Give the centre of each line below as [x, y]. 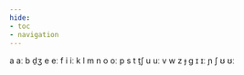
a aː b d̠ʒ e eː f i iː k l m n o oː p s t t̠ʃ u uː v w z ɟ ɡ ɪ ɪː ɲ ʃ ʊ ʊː [122, 61]
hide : [20, 18]
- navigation [34, 34]
